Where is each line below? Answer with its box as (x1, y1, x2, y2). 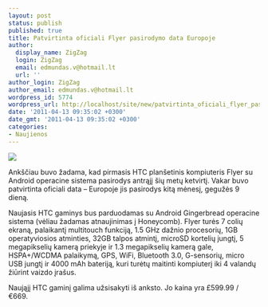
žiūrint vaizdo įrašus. (8, 267, 77, 277)
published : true (8, 26, 62, 34)
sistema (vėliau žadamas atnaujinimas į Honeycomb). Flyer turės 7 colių (8, 216, 243, 226)
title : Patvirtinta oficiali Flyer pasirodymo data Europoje (8, 33, 216, 42)
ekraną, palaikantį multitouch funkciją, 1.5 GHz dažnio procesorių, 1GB (8, 225, 238, 234)
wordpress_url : (8, 100, 59, 108)
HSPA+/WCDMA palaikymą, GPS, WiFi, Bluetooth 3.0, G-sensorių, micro (8, 250, 245, 260)
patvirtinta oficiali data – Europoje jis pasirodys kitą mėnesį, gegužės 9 (8, 184, 240, 194)
